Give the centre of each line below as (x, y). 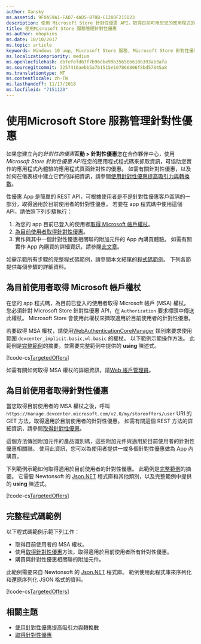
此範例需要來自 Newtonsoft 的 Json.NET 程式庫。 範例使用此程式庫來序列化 (99, 572)
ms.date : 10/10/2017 (32, 40)
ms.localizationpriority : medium (48, 56)
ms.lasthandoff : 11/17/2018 (41, 84)
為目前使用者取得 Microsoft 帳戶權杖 (74, 288)
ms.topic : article (29, 45)
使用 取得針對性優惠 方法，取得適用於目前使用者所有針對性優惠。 (93, 552)
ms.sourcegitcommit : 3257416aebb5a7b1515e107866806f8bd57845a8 (87, 67)
